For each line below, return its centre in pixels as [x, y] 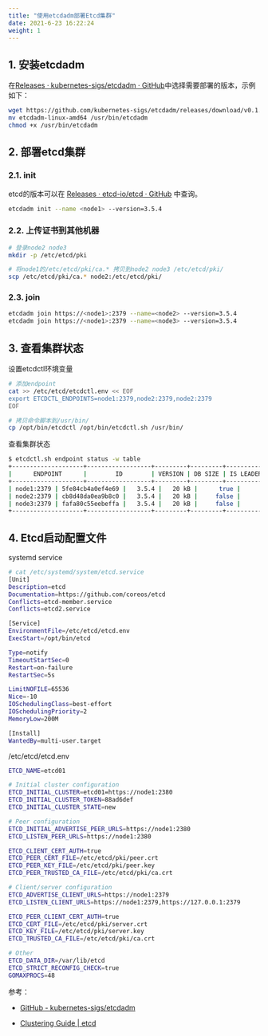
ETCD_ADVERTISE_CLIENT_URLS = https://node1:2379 [89, 895]
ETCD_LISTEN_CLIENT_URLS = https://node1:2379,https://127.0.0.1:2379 [124, 902]
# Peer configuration [44, 822]
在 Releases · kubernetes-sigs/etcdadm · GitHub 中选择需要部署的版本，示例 [132, 85]
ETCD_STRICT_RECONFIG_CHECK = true [64, 968]
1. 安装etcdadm [47, 65]
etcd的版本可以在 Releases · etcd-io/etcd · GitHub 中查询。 [105, 194]
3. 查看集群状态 [46, 348]
